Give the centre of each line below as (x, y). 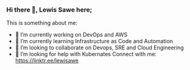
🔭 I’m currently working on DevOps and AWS (71, 35)
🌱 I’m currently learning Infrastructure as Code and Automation (94, 41)
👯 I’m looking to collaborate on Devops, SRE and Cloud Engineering (99, 47)
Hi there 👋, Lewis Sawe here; (49, 10)
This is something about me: (42, 23)
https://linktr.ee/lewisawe (47, 61)
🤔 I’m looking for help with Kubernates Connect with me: (86, 54)
